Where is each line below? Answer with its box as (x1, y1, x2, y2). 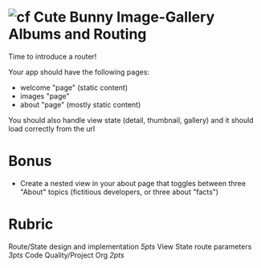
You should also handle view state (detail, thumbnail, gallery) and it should (8, 115, 255, 124)
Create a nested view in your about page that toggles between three (19, 178, 247, 188)
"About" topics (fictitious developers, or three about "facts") (19, 187, 219, 197)
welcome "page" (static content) (19, 83, 128, 92)
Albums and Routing (8, 25, 147, 43)
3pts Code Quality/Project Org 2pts (8, 250, 124, 260)
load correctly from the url (8, 124, 96, 133)
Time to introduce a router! (8, 51, 97, 61)
